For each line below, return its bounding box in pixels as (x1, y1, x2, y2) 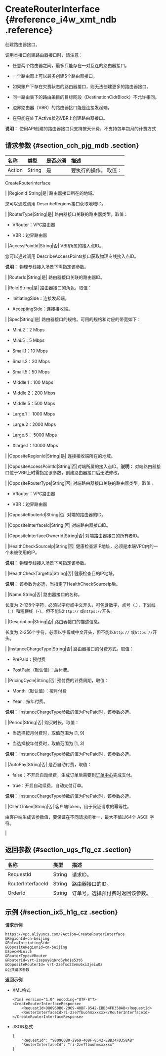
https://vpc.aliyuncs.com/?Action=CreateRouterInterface (5, 932, 125, 937)
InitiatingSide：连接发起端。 (12, 295, 69, 301)
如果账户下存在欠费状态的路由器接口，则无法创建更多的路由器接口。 (12, 83, 151, 90)
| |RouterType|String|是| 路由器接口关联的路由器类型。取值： (5, 211, 128, 217)
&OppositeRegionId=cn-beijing (5, 945, 68, 950)
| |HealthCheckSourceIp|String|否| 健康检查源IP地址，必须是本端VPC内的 (5, 543, 154, 549)
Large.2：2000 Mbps (12, 421, 56, 427)
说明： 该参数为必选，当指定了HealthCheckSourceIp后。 (5, 581, 121, 587)
